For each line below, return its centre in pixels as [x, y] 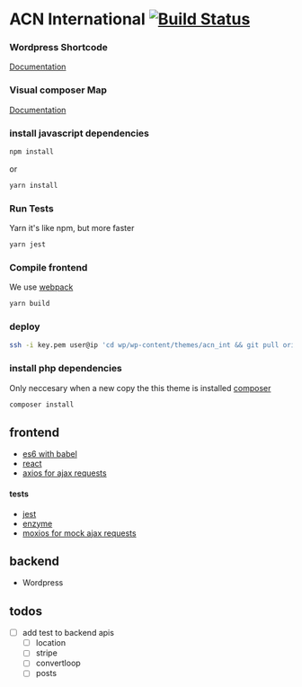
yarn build [30, 304]
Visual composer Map [58, 90]
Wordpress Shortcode [58, 48]
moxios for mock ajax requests [79, 533]
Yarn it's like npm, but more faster [72, 228]
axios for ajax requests [64, 473]
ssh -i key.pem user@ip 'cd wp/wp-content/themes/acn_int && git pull [144, 345]
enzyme [37, 523]
